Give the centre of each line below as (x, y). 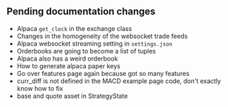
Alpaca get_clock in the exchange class (74, 28)
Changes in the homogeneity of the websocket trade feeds (102, 36)
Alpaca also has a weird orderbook (67, 58)
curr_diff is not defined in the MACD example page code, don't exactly (119, 81)
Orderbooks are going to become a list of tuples (86, 51)
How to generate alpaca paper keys (69, 65)
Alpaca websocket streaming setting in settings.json (95, 43)
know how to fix (40, 88)
